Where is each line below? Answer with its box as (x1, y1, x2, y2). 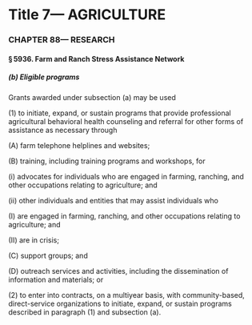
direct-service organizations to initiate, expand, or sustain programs (8, 299, 232, 308)
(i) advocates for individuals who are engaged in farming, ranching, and (8, 171, 244, 181)
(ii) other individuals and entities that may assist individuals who (8, 195, 218, 205)
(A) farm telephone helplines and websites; (8, 140, 150, 150)
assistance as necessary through (8, 125, 118, 134)
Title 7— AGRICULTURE (8, 6, 166, 24)
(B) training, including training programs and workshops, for (8, 156, 206, 166)
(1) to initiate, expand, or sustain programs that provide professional (8, 108, 231, 118)
